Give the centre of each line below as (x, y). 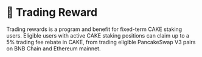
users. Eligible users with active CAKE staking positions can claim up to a (98, 35)
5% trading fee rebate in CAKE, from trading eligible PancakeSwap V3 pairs (101, 42)
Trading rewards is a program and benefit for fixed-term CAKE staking (94, 29)
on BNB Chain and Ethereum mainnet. (54, 49)
